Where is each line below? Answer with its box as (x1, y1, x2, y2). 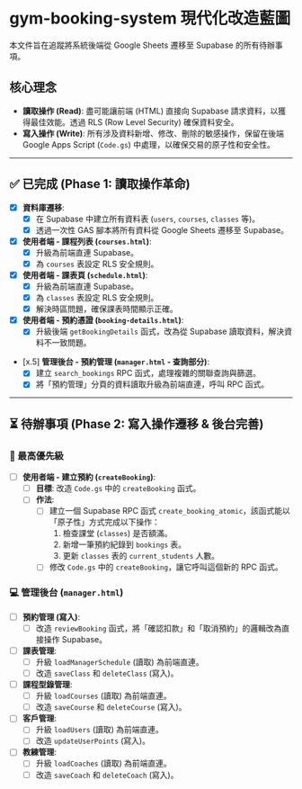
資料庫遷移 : (22, 202, 65, 212)
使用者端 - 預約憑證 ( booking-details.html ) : (22, 315, 184, 326)
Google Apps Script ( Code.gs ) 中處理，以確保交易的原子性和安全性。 (22, 139, 276, 149)
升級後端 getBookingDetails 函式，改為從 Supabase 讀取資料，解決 (35, 326, 285, 337)
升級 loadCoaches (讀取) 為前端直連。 (35, 758, 173, 769)
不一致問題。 (43, 337, 92, 348)
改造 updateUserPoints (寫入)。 (35, 735, 151, 747)
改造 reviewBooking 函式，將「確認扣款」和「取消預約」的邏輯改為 (35, 623, 282, 633)
